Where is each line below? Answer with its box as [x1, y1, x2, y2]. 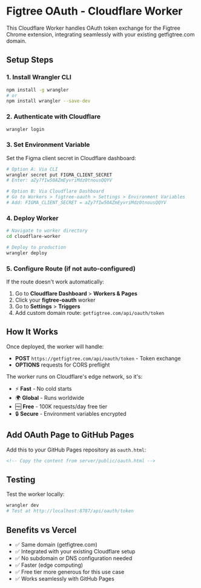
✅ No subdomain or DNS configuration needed [15, 554, 133, 562]
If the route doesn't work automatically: [6, 278, 105, 286]
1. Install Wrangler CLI [6, 73, 71, 81]
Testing [6, 475, 36, 485]
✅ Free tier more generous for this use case [15, 568, 125, 575]
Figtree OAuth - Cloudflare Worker [6, 4, 183, 18]
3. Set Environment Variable [6, 141, 90, 149]
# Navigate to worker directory [6, 228, 88, 234]
